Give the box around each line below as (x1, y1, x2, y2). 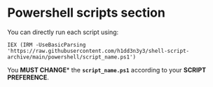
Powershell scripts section (7, 5, 166, 21)
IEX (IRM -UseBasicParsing (7, 41, 86, 48)
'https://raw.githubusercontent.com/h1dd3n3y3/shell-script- (7, 47, 190, 54)
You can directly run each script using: (7, 28, 119, 36)
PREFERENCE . (7, 73, 49, 81)
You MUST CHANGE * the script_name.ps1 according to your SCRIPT (7, 65, 207, 74)
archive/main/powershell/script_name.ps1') (7, 54, 137, 61)
